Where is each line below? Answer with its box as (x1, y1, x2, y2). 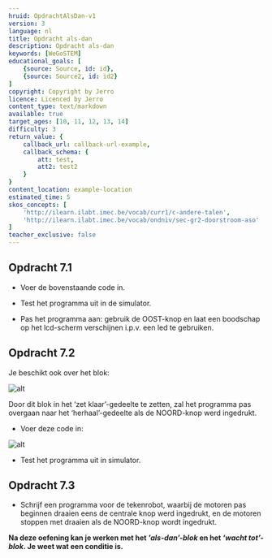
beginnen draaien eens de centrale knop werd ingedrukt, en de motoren (19, 508, 261, 518)
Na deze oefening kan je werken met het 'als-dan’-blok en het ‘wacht (8, 533, 248, 543)
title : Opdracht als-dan (8, 34, 93, 43)
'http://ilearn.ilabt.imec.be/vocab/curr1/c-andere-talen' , (23, 208, 231, 216)
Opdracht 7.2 (8, 346, 76, 360)
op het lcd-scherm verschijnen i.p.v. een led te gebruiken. (19, 322, 214, 332)
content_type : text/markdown (8, 102, 107, 110)
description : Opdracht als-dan (8, 42, 114, 50)
